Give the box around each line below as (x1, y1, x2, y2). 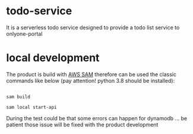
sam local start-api (6, 104, 58, 110)
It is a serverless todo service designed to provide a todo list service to (6, 24, 180, 31)
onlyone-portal (6, 30, 43, 37)
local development (6, 51, 100, 65)
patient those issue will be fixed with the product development (6, 121, 159, 128)
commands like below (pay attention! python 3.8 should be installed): (6, 77, 175, 84)
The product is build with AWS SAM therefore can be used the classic (6, 70, 177, 78)
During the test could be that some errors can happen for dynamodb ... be (6, 114, 188, 121)
